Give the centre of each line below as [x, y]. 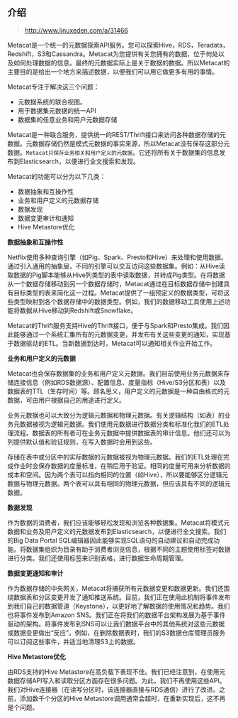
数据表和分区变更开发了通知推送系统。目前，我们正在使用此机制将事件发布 [122, 597]
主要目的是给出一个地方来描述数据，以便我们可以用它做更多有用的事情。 [113, 71]
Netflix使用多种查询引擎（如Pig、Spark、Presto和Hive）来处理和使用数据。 [118, 257]
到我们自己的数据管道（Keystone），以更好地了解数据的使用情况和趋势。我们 [119, 606]
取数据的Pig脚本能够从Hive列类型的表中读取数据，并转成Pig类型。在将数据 [116, 275]
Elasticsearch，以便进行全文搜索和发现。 [79, 161]
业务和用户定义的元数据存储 [58, 200]
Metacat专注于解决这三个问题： [53, 87]
